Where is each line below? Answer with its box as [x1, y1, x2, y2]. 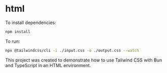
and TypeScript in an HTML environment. [5, 62, 91, 68]
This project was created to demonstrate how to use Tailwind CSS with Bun [5, 57, 162, 63]
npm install [5, 29, 30, 34]
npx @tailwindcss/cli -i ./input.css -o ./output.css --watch [5, 48, 139, 53]
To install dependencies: [5, 19, 57, 25]
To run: [5, 38, 20, 44]
